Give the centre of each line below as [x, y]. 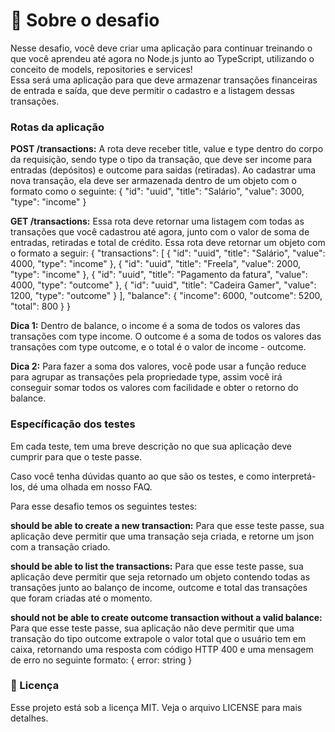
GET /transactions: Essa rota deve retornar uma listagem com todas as [157, 221]
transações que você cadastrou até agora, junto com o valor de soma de [160, 232]
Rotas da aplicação [57, 127]
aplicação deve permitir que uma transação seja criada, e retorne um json [162, 536]
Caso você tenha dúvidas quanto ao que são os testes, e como [140, 476]
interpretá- [294, 476]
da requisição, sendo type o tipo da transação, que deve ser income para [161, 160]
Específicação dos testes [73, 424]
